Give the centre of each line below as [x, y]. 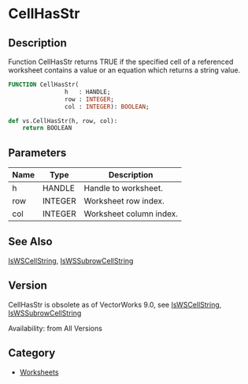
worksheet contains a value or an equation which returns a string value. [124, 70]
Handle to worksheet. [123, 188]
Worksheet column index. [131, 214]
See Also [30, 242]
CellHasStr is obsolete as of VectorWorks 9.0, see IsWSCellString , [115, 304]
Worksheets [39, 372]
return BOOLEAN [47, 128]
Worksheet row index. [124, 201]
